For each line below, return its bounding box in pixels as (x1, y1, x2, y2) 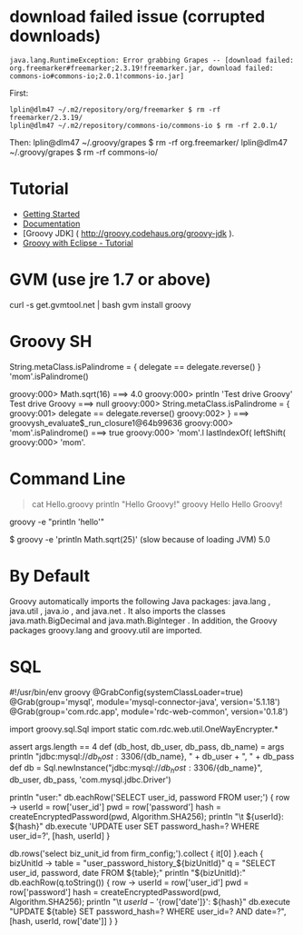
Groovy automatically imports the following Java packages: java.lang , (9, 595, 271, 606)
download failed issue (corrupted (9, 6, 266, 27)
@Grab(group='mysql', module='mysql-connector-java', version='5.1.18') (9, 696, 281, 707)
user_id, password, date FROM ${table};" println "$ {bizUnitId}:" (9, 868, 247, 879)
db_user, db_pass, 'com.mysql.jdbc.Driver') (9, 774, 171, 785)
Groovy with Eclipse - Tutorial (22, 237, 133, 248)
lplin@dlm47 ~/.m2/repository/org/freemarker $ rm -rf (9, 104, 221, 114)
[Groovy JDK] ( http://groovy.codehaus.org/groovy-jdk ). (22, 227, 235, 238)
